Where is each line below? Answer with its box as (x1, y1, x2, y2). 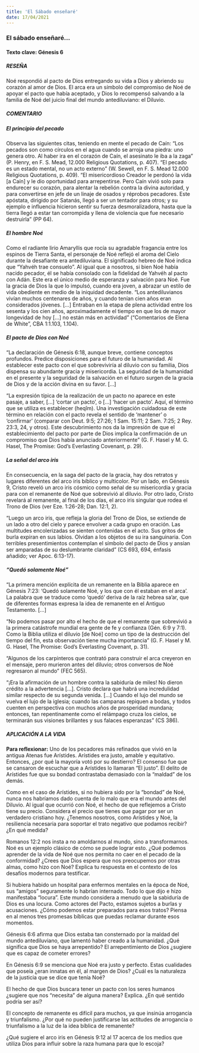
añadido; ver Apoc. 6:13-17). (6, 552, 75, 560)
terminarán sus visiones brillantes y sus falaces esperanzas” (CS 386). (6, 717, 179, 724)
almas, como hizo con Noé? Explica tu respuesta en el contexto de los (6, 864, 178, 871)
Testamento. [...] (6, 607, 46, 614)
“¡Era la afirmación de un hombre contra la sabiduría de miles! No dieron (6, 679, 183, 686)
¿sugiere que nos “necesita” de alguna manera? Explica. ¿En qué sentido (6, 992, 185, 999)
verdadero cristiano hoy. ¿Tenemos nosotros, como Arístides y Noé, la (6, 814, 178, 821)
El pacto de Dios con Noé (6, 334, 70, 341)
